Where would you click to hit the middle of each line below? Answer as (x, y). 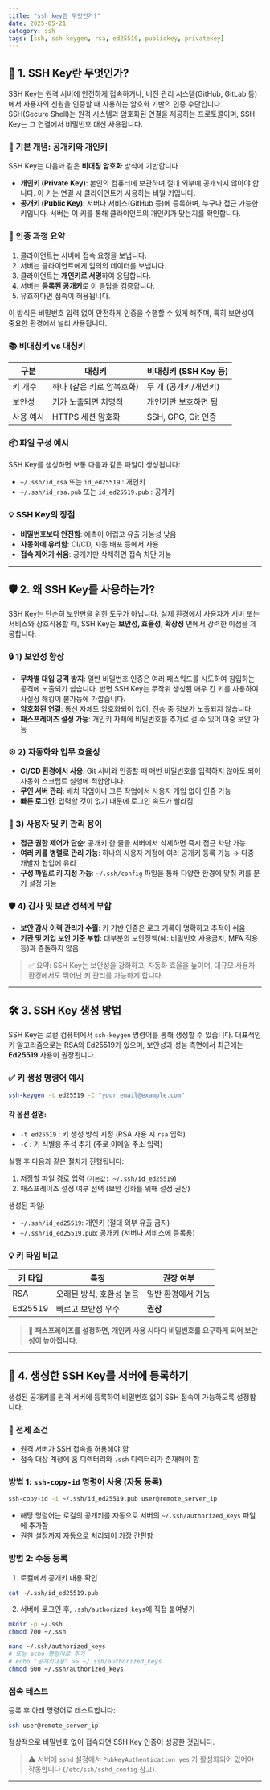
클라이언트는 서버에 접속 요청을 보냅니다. (83, 255)
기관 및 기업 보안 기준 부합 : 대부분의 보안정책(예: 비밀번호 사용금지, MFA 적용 (139, 938)
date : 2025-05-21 (37, 23)
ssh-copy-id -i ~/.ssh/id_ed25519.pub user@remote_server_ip (113, 1499)
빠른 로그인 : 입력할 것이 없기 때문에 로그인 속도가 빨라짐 (106, 801)
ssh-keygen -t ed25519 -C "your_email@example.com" (96, 1095)
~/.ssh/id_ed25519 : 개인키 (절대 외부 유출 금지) (95, 1223)
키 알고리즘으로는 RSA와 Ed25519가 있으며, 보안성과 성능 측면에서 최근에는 (126, 1045)
